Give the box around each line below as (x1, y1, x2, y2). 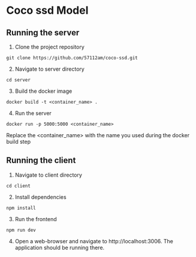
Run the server (14, 110, 52, 117)
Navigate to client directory (14, 171, 83, 179)
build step (6, 138, 31, 145)
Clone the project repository (14, 43, 85, 50)
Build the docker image (14, 87, 73, 95)
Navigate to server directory (14, 65, 85, 72)
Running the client (6, 155, 76, 165)
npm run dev (6, 227, 36, 233)
